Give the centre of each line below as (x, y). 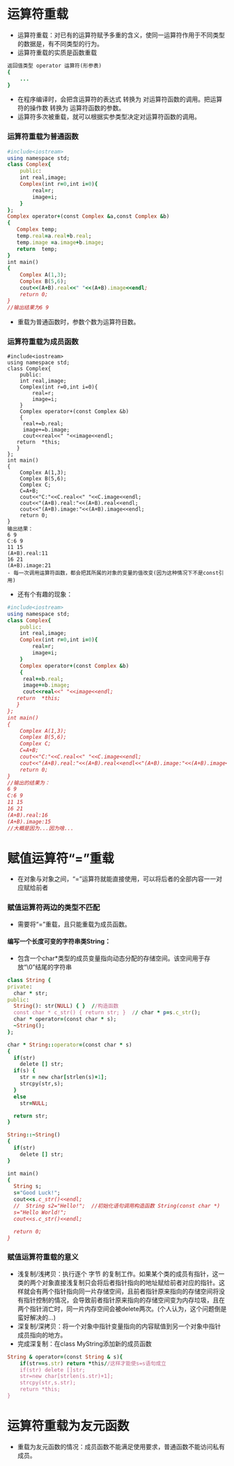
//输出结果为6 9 (28, 307)
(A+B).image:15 (29, 821)
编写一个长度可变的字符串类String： (59, 941)
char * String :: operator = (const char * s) (70, 1045)
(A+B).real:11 (28, 553)
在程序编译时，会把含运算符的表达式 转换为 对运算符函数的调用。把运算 (120, 99)
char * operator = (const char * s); (65, 1019)
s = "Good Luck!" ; (37, 1193)
